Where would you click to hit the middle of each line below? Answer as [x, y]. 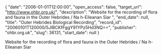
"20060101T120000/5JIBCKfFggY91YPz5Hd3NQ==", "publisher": [71, 27]
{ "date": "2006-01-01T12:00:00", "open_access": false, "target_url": [74, 7]
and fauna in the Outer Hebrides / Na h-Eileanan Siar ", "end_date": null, [77, 17]
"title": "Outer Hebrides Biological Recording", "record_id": [64, 22]
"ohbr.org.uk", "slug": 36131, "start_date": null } [52, 33]
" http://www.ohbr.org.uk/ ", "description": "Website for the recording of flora [81, 12]
